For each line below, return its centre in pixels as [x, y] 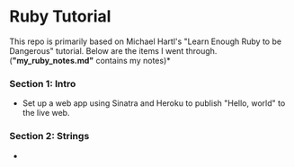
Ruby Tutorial [60, 17]
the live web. [46, 113]
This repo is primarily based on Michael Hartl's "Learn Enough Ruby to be [145, 41]
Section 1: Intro [43, 83]
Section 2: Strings [49, 136]
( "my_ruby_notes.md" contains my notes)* [90, 60]
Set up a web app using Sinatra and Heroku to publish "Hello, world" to [154, 103]
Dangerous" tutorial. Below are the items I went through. [113, 50]
